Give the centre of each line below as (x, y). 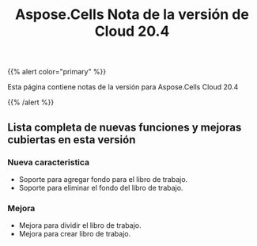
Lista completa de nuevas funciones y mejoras (125, 127)
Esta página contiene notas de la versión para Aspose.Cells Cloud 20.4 (123, 87)
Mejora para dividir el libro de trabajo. (80, 225)
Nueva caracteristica (49, 162)
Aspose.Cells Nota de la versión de (132, 15)
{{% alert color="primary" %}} (57, 72)
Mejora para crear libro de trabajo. (75, 234)
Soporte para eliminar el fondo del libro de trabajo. (101, 187)
